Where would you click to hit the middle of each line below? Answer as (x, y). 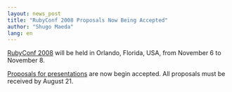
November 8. (26, 61)
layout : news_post (34, 14)
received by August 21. (40, 82)
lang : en (20, 33)
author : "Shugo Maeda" (40, 26)
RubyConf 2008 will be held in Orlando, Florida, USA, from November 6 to (114, 53)
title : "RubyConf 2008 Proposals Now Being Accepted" (88, 20)
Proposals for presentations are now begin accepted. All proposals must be (116, 74)
